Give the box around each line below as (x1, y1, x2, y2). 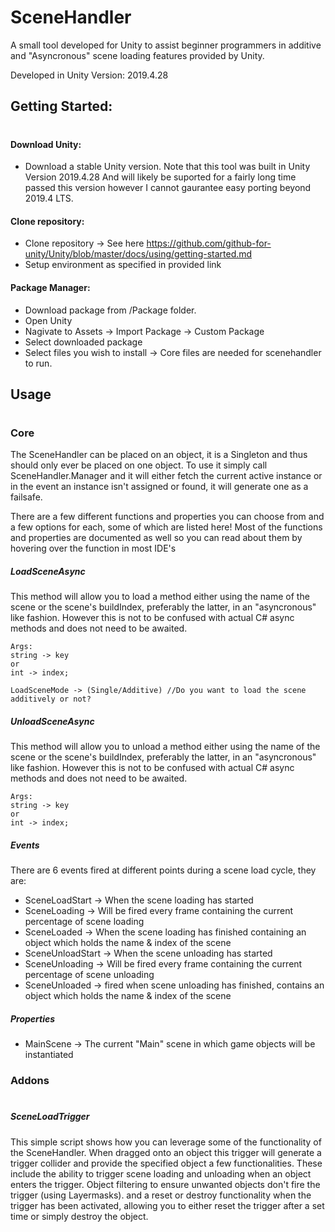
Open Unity (24, 314, 73, 326)
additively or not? (10, 694, 92, 705)
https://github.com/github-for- (146, 237, 272, 250)
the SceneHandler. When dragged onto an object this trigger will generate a (10, 1146, 322, 1158)
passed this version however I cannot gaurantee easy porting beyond (24, 182, 312, 194)
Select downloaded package (24, 336, 143, 348)
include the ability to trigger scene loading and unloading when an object (10, 1167, 312, 1180)
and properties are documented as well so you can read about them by (10, 532, 303, 544)
